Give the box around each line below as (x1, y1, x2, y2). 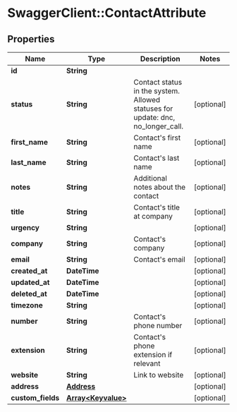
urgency (11, 223, 40, 232)
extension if (133, 350, 173, 359)
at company (133, 212, 173, 221)
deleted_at (11, 289, 47, 298)
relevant (133, 358, 161, 368)
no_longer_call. (133, 121, 183, 131)
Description (140, 54, 181, 63)
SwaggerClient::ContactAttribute (7, 5, 207, 21)
